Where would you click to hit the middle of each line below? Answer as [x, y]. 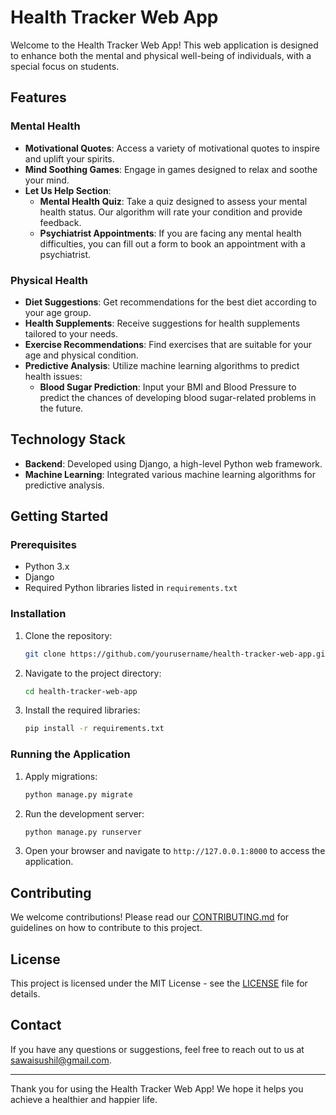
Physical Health [49, 280]
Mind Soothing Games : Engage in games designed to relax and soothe [171, 169]
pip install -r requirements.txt [94, 729]
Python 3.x [47, 567]
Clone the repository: [68, 635]
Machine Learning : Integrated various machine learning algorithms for [170, 474]
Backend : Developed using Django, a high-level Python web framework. [173, 463]
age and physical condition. [81, 355]
